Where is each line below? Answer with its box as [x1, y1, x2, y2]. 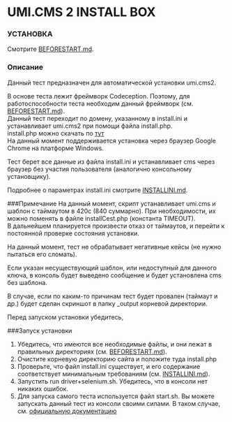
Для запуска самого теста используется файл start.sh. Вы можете [17, 392, 215, 400]
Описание [7, 62, 44, 72]
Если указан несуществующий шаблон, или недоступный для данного [7, 263, 217, 272]
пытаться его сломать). [7, 249, 77, 259]
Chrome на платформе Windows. [7, 144, 105, 152]
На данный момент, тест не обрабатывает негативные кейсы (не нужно [7, 242, 222, 251]
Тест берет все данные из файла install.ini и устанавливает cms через [7, 157, 215, 166]
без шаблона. [7, 278, 47, 286]
